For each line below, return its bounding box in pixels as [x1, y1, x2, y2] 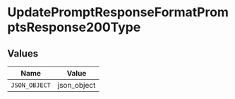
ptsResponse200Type [7, 19, 141, 35]
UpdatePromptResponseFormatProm [7, 4, 229, 21]
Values [7, 47, 39, 59]
